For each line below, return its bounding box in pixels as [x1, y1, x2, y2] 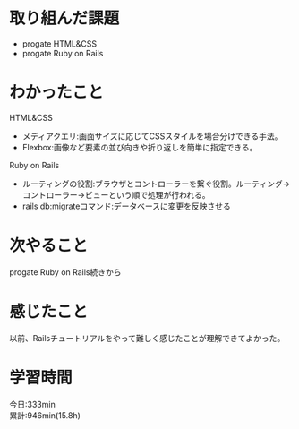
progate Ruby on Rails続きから [9, 266, 122, 278]
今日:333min [9, 399, 56, 409]
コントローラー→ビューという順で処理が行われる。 [21, 189, 210, 200]
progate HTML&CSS [21, 38, 98, 49]
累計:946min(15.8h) [9, 409, 81, 421]
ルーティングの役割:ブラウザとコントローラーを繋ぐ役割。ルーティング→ [21, 178, 291, 189]
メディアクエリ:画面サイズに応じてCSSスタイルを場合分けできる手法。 [21, 131, 283, 142]
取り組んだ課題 [9, 8, 120, 29]
